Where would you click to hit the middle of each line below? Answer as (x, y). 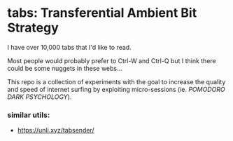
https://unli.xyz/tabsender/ (56, 130)
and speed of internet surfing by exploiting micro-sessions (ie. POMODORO (116, 89)
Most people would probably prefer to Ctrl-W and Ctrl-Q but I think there (112, 60)
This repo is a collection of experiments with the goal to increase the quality (116, 81)
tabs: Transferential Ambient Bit (102, 13)
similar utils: (29, 115)
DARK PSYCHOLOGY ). (40, 97)
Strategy (33, 28)
